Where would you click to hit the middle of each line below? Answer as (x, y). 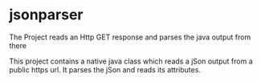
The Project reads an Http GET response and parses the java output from (130, 37)
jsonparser (46, 15)
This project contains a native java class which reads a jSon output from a (131, 61)
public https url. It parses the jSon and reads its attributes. (105, 69)
